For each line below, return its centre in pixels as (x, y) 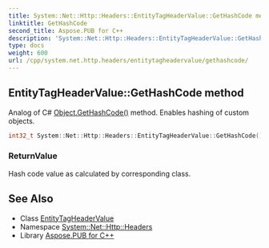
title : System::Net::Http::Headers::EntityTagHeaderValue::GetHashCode (130, 16)
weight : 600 (28, 53)
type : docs (26, 46)
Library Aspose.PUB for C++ (67, 235)
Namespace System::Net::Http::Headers (86, 226)
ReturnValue (33, 156)
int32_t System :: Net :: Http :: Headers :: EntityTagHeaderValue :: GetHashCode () (136, 136)
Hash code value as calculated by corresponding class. (100, 173)
